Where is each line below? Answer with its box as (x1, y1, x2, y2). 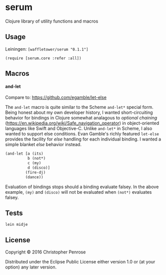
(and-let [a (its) (5, 151, 43, 157)
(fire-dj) (25, 170, 46, 175)
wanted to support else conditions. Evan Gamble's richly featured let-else (5, 131, 159, 137)
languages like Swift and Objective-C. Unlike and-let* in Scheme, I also (5, 125, 152, 131)
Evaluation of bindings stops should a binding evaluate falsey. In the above (5, 184, 159, 190)
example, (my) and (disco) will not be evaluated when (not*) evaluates (5, 189, 152, 195)
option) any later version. (5, 264, 56, 270)
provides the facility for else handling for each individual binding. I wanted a (5, 136, 161, 142)
